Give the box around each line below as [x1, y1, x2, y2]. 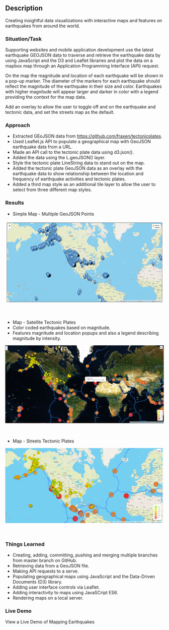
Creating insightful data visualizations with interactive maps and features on [5, 17, 162, 23]
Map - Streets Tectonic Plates [12, 438, 74, 444]
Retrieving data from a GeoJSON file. [12, 563, 90, 569]
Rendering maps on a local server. [12, 595, 84, 601]
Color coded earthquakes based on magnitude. [12, 325, 111, 331]
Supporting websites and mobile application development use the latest [5, 47, 154, 53]
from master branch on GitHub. [12, 557, 77, 563]
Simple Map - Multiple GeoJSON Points [12, 211, 95, 217]
